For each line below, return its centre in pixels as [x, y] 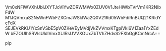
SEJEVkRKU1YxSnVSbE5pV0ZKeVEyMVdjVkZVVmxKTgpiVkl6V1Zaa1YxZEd [82, 28]
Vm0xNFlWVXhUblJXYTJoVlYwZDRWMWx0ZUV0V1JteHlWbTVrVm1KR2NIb [83, 7]
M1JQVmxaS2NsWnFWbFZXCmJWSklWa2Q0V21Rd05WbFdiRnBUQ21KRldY [83, 18]
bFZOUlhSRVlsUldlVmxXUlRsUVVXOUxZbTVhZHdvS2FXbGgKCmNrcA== [85, 33]
